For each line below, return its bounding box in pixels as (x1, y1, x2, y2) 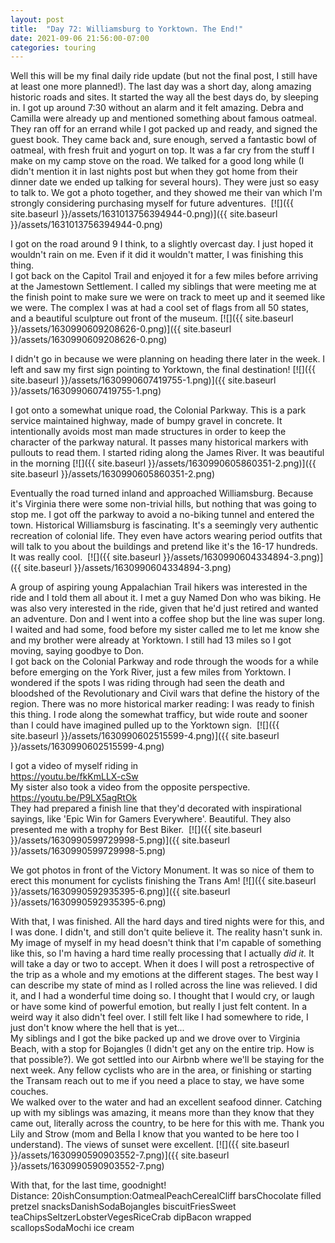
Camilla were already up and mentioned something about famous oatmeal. (10, 112, 317, 125)
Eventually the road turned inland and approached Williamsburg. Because (10, 487, 314, 500)
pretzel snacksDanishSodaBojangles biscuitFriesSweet (10, 1201, 237, 1213)
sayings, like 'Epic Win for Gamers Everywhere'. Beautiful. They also (10, 813, 292, 825)
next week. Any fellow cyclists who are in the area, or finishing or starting (10, 1064, 312, 1076)
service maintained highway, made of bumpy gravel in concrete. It (10, 415, 283, 427)
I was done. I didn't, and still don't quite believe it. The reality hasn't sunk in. (10, 926, 323, 938)
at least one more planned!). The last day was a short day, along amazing (10, 81, 312, 93)
